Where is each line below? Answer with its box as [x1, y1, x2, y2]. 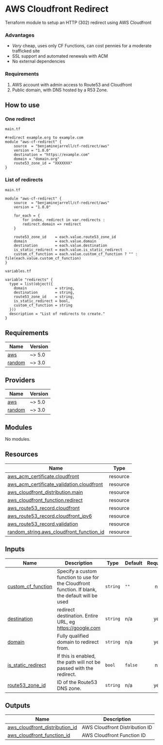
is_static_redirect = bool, [14, 299, 70, 303]
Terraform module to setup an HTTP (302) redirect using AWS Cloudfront [5, 20, 152, 25]
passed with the [57, 664, 94, 671]
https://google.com [57, 624, 101, 631]
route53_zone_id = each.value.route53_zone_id [14, 234, 116, 240]
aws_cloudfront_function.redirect [7, 497, 83, 503]
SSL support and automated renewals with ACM [12, 53, 108, 59]
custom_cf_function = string [14, 302, 73, 308]
